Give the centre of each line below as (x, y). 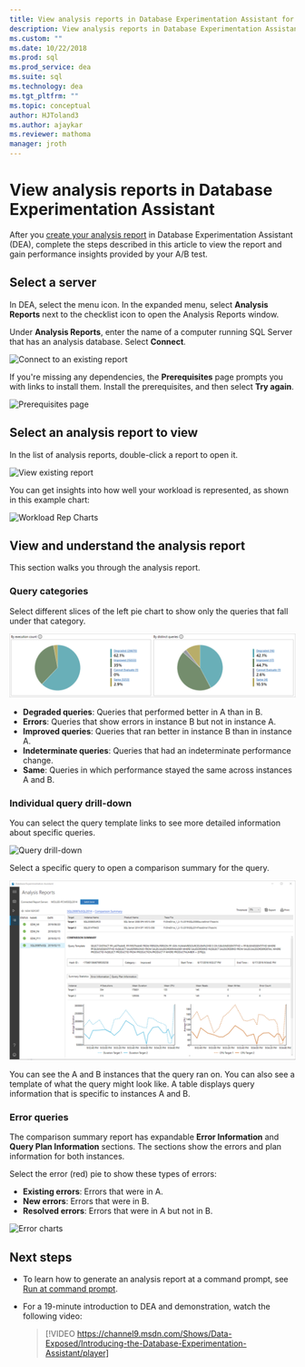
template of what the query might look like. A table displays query (132, 1084)
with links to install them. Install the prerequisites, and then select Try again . (152, 386)
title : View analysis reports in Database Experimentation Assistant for (152, 19)
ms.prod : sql (34, 58)
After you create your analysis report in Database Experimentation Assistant (151, 234)
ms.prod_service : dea (50, 67)
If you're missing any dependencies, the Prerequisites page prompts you (147, 377)
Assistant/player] (77, 1353)
